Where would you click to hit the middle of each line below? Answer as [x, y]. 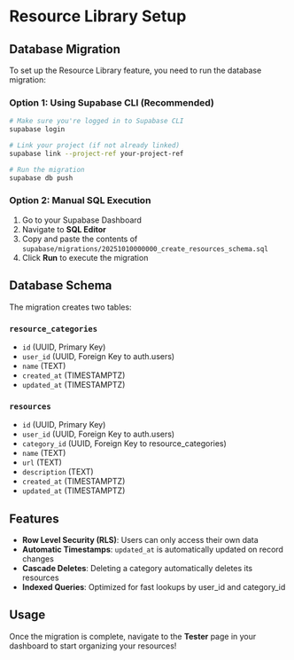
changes [38, 559]
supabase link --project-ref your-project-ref [97, 153]
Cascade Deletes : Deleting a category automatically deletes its [137, 569]
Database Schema [61, 286]
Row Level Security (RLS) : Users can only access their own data [140, 540]
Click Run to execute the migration [85, 257]
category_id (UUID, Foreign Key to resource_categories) [124, 444]
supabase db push [41, 178]
